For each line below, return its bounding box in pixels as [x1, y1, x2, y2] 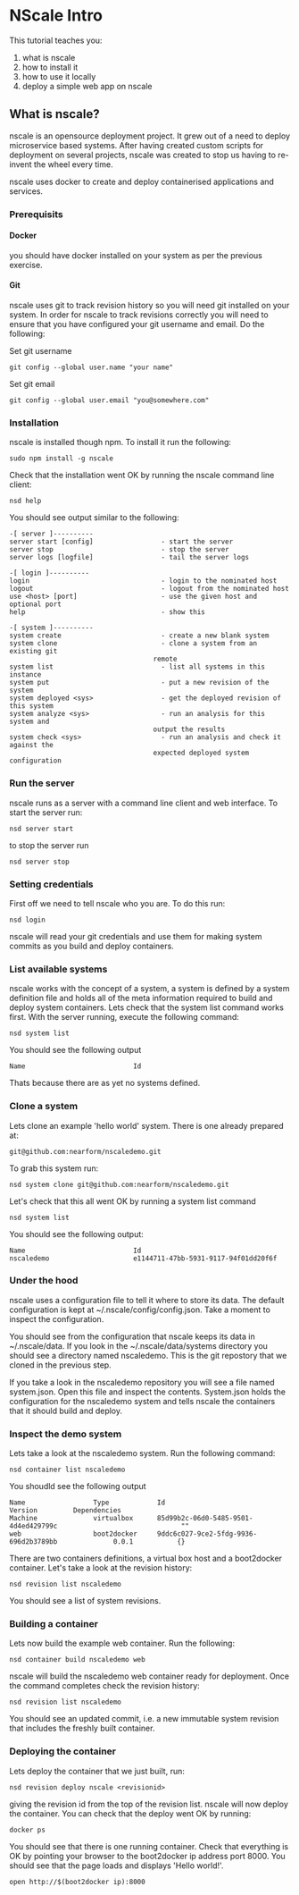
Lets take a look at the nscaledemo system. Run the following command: [9, 1448, 276, 1459]
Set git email [9, 379, 55, 390]
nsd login [9, 915, 46, 924]
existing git [9, 647, 58, 656]
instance [9, 670, 42, 679]
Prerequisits [9, 207, 64, 220]
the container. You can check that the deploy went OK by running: [9, 1807, 252, 1819]
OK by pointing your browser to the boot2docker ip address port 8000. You [9, 1850, 286, 1861]
